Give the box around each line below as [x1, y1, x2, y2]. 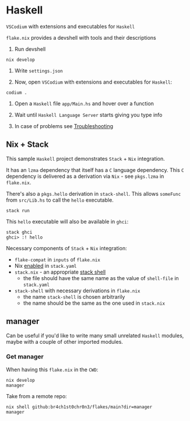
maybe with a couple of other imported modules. [6, 338, 124, 345]
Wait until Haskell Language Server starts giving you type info [14, 111, 163, 118]
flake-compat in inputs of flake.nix [14, 256, 101, 263]
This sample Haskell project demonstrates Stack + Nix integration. [6, 155, 165, 162]
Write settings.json [14, 67, 63, 74]
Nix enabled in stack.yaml [14, 262, 77, 269]
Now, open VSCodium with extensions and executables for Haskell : [14, 78, 173, 85]
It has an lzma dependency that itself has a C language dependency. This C [6, 166, 185, 173]
